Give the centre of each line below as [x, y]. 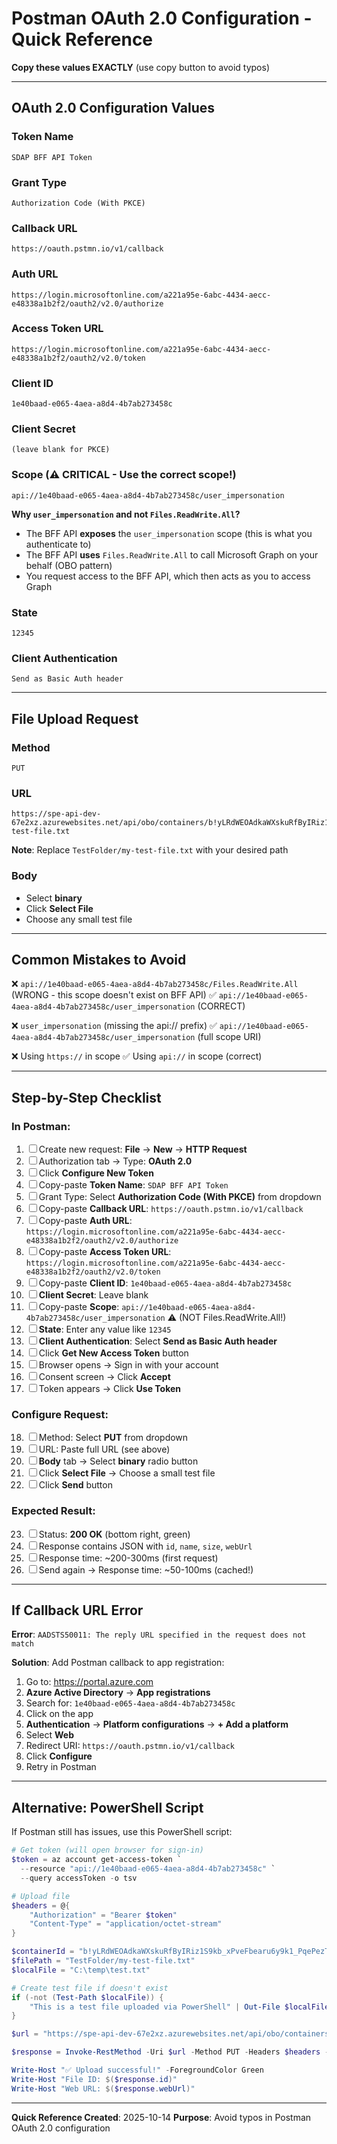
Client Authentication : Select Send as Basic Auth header [158, 1341]
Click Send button [75, 1485]
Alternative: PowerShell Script [107, 1807]
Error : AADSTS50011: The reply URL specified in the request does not [159, 1634]
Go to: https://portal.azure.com [89, 1682]
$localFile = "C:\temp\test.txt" [81, 1970]
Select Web [50, 1735]
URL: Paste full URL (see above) [104, 1449]
